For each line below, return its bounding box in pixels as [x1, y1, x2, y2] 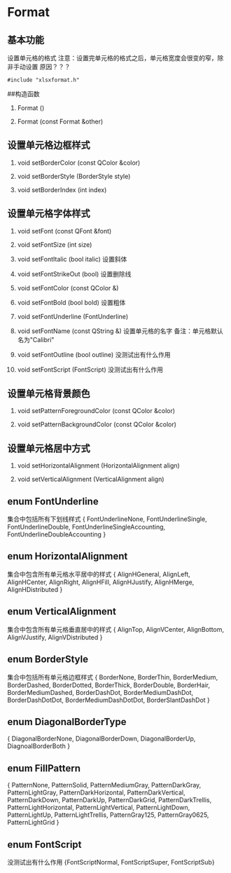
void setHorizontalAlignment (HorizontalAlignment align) [17, 461, 180, 470]
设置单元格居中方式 [7, 442, 90, 454]
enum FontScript [7, 839, 82, 851]
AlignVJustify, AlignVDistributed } [7, 632, 103, 642]
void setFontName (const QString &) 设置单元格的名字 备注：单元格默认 [17, 327, 223, 335]
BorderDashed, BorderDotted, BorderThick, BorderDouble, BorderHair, [7, 681, 210, 689]
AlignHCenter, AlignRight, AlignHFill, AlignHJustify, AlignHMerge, [7, 578, 195, 586]
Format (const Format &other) [17, 117, 104, 126]
